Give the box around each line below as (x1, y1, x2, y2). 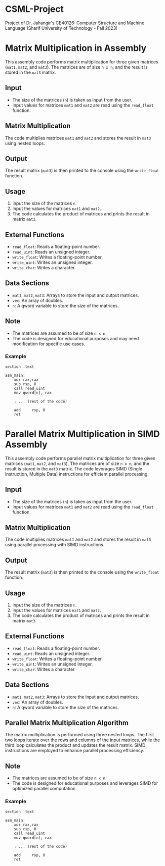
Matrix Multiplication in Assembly (5, 43, 147, 54)
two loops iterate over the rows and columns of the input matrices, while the (5, 737, 160, 743)
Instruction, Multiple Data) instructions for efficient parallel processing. (5, 471, 149, 477)
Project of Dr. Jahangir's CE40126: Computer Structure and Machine (5, 20, 145, 26)
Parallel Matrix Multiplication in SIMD (5, 428, 160, 440)
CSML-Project (5, 3, 64, 15)
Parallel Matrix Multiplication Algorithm (5, 719, 129, 727)
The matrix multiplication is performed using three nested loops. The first (5, 732, 154, 738)
